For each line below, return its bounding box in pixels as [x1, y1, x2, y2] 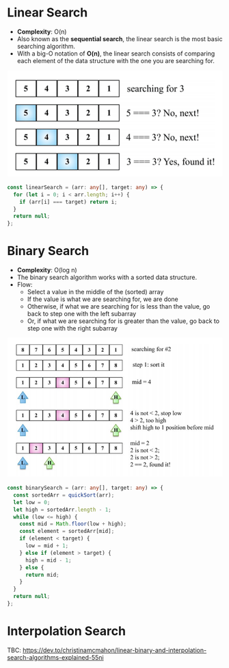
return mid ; [25, 571, 59, 578]
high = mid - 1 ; [25, 557, 72, 564]
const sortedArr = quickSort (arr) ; [13, 492, 115, 499]
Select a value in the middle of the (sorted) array [27, 288, 164, 296]
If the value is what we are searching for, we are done [27, 295, 179, 303]
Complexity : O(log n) [16, 266, 77, 274]
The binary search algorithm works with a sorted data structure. [16, 273, 197, 282]
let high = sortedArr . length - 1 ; [13, 506, 111, 513]
